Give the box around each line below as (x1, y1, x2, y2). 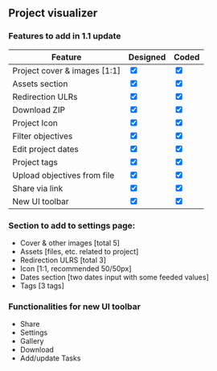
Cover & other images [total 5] (19, 237, 121, 248)
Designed (128, 52, 166, 63)
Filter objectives (12, 130, 73, 142)
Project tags (12, 156, 58, 167)
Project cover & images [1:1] (12, 64, 121, 76)
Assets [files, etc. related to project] (19, 246, 139, 256)
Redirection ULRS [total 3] (19, 255, 107, 265)
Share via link (12, 183, 63, 194)
